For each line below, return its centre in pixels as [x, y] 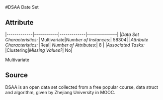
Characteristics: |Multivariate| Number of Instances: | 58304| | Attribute [77, 39]
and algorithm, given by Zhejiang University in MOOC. [60, 92]
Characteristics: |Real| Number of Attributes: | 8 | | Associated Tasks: [75, 45]
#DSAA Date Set [22, 7]
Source [17, 75]
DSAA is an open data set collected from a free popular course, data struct [81, 87]
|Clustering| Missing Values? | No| [39, 50]
